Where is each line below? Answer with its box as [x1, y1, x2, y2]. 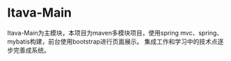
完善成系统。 [13, 46, 50, 54]
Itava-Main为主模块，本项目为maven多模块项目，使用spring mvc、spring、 [7, 28, 223, 37]
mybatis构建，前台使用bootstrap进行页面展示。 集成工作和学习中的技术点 [7, 37, 218, 46]
